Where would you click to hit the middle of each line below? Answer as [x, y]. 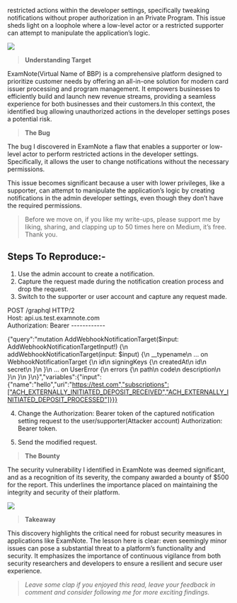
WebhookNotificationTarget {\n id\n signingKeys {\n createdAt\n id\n [107, 362]
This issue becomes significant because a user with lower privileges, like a [116, 183]
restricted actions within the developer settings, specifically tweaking [109, 10]
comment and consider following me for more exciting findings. [117, 592]
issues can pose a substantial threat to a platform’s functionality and [107, 548]
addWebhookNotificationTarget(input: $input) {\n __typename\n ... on [108, 354]
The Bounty [42, 456]
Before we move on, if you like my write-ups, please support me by [122, 219]
